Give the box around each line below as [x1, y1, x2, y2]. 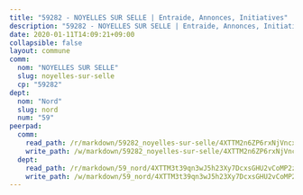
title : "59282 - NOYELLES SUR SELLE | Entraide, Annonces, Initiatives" [9, 13, 289, 22]
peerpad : [9, 122, 42, 131]
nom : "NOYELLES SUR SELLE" [17, 64, 119, 73]
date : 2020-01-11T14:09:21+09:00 [9, 30, 135, 39]
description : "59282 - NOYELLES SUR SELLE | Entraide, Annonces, [9, 22, 260, 31]
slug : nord [17, 105, 59, 114]
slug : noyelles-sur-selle [17, 72, 115, 81]
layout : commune [9, 47, 70, 56]
